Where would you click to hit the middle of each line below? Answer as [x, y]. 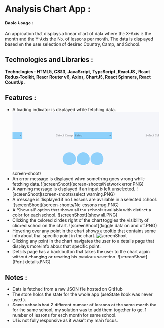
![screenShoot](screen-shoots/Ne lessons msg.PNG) [65, 205]
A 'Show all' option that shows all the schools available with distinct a [82, 210]
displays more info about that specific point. [56, 246]
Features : [21, 98]
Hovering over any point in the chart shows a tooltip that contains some [84, 231]
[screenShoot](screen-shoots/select [49, 194]
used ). [19, 300]
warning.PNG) [101, 194]
